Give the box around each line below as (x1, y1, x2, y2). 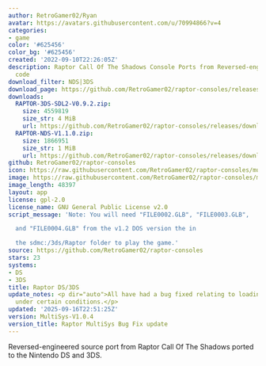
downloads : (8, 93, 44, 101)
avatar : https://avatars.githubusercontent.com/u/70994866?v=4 (8, 19, 222, 27)
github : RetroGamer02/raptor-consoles (8, 159, 136, 167)
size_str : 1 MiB (22, 144, 77, 152)
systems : (8, 261, 37, 269)
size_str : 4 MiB (22, 115, 77, 123)
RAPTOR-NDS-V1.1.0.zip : (15, 129, 93, 137)
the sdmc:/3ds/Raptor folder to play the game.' (15, 239, 179, 247)
